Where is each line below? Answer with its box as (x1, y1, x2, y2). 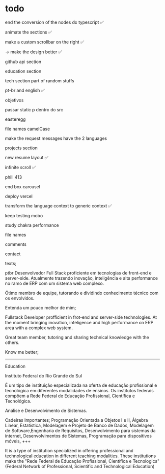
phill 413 (5, 174, 22, 180)
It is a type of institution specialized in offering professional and (5, 447, 134, 453)
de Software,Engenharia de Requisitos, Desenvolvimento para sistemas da (5, 427, 156, 434)
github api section (5, 59, 42, 65)
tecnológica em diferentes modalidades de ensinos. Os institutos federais (5, 387, 154, 393)
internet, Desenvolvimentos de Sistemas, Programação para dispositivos (5, 433, 152, 439)
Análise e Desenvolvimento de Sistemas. (5, 407, 87, 413)
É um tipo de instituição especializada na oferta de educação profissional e (5, 382, 157, 388)
